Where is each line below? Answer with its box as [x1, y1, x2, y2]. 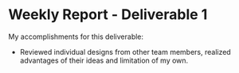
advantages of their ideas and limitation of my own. [19, 56, 189, 65]
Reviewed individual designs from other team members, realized [19, 47, 231, 56]
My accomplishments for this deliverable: [8, 32, 144, 41]
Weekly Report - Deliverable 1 [8, 6, 208, 24]
